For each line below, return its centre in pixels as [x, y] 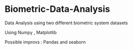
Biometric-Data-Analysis [58, 9]
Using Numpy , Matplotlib [31, 32]
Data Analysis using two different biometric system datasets [66, 23]
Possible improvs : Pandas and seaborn [45, 42]
